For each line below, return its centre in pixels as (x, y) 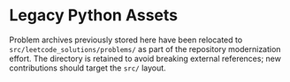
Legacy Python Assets (94, 15)
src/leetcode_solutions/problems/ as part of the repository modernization (145, 48)
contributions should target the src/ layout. (88, 68)
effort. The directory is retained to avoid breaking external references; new (145, 58)
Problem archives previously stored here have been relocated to (126, 40)
